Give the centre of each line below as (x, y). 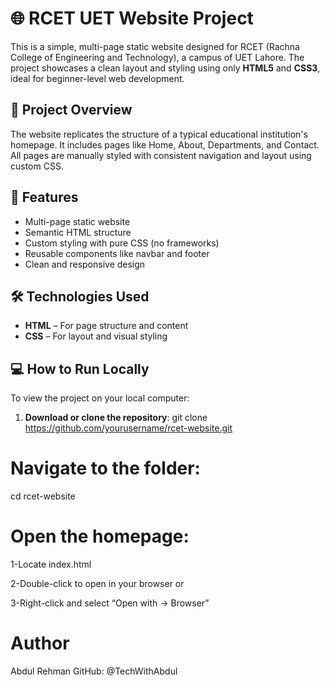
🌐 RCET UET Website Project (132, 18)
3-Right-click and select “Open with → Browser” (110, 603)
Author (40, 643)
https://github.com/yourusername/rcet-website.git (128, 428)
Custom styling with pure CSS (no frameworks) (122, 243)
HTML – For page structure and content (106, 326)
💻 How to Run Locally (80, 368)
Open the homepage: (100, 536)
